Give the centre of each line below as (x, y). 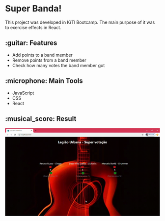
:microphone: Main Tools (44, 81)
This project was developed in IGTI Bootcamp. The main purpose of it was (80, 22)
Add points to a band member (42, 55)
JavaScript (23, 93)
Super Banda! (33, 9)
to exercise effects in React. (33, 27)
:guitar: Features (31, 43)
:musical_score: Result (41, 119)
